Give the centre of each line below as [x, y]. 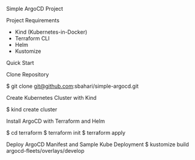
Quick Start [20, 63]
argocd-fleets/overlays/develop [45, 151]
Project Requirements [33, 20]
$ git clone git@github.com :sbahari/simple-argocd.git [73, 86]
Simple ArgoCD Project [35, 9]
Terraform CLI [32, 38]
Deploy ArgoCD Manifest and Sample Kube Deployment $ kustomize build [97, 144]
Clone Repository [28, 74]
